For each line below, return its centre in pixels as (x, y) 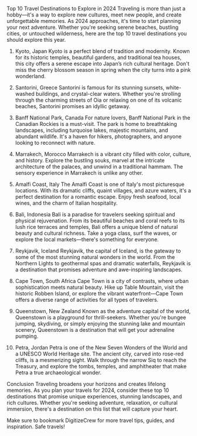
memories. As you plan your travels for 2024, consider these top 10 (88, 390)
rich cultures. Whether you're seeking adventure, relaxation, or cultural (92, 403)
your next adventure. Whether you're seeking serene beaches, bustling (93, 27)
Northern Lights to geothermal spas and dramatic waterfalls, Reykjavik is (103, 263)
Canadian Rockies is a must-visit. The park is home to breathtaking (96, 124)
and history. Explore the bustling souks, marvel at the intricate (90, 160)
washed (25, 94)
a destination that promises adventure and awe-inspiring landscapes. (99, 269)
